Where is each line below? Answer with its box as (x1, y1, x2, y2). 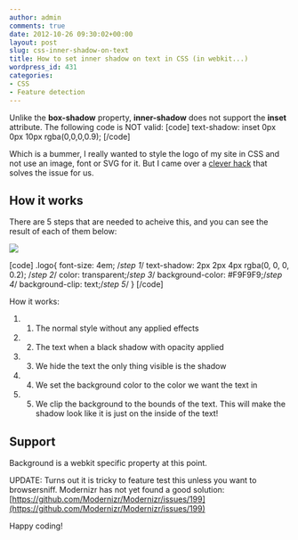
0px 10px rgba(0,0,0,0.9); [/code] (9, 131, 131, 142)
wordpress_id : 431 (9, 63, 77, 72)
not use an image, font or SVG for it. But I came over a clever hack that (9, 158, 268, 168)
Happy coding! (9, 520, 64, 531)
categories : (9, 71, 53, 80)
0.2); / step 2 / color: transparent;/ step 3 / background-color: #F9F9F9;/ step (9, 269, 283, 281)
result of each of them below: (9, 226, 117, 237)
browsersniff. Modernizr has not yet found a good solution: (9, 485, 225, 495)
